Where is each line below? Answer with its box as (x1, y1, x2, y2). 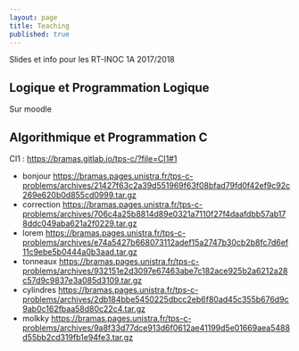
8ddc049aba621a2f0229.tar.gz (21, 218, 137, 229)
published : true (9, 29, 70, 38)
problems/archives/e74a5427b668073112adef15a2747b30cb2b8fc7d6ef (21, 238, 289, 247)
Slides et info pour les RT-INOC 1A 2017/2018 (9, 54, 176, 65)
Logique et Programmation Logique (9, 79, 210, 95)
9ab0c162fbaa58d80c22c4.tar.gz (21, 304, 145, 313)
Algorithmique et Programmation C (9, 130, 208, 145)
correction (21, 199, 61, 210)
